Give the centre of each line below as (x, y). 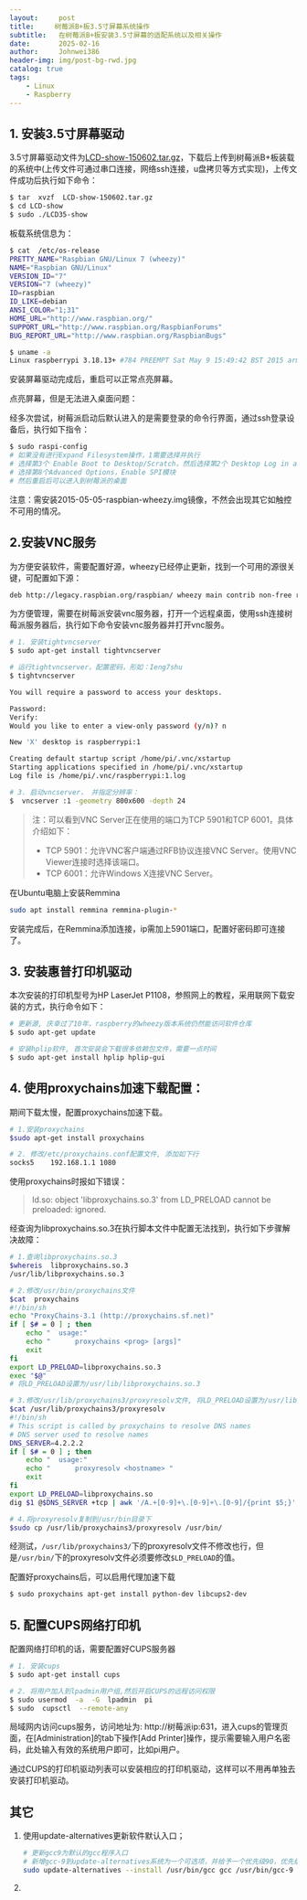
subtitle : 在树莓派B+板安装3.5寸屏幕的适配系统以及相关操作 (116, 35)
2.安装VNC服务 (53, 543)
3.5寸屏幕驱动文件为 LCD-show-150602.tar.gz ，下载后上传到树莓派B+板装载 (152, 157)
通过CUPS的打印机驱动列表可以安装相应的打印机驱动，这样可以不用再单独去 (153, 1769)
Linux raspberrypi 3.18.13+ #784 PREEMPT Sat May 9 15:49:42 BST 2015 (147, 361)
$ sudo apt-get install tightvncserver (85, 651)
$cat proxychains (44, 1299)
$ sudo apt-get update (53, 1033)
